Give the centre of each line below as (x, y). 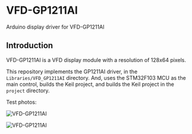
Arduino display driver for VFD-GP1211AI (55, 27)
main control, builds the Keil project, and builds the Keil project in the (90, 84)
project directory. (28, 91)
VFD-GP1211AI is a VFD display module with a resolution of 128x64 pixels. (96, 60)
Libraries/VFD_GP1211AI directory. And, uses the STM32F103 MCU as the (96, 77)
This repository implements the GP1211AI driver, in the (72, 71)
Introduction (30, 46)
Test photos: (21, 102)
